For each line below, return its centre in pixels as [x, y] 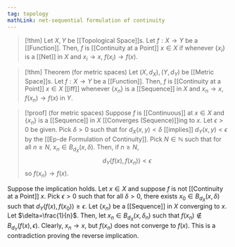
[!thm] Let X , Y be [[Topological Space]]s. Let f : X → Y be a [111, 40]
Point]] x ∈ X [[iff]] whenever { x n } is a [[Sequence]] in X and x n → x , [124, 89]
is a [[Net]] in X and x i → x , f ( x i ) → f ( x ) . [81, 58]
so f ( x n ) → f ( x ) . [46, 174]
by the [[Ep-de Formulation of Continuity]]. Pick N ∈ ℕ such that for [123, 139]
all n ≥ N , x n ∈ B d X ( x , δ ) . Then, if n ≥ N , [82, 149]
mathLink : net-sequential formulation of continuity [86, 20]
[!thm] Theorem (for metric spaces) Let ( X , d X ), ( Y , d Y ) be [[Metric [119, 73]
